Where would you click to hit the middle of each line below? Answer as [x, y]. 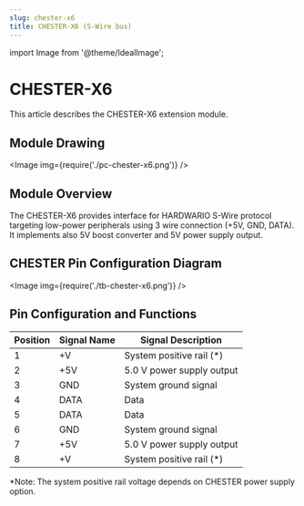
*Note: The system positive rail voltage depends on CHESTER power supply [152, 481]
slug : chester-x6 [42, 18]
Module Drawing [57, 143]
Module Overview [61, 194]
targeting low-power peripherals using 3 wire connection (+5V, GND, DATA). [152, 225]
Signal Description [181, 340]
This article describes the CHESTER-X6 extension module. [119, 114]
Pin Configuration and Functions [103, 314]
